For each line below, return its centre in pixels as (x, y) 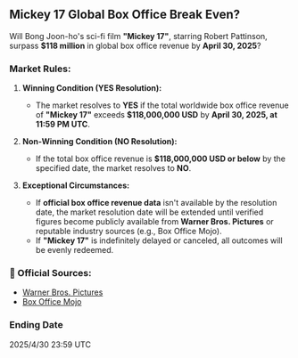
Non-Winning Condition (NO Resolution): (99, 142)
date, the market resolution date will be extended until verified (149, 212)
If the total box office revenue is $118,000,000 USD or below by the (160, 159)
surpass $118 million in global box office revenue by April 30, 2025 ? (135, 45)
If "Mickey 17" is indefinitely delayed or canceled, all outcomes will (159, 240)
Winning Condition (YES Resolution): (92, 88)
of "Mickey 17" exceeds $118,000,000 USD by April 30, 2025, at (157, 115)
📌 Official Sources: (50, 273)
